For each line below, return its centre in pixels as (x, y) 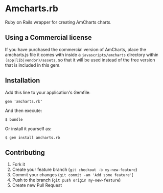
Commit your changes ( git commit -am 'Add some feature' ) (73, 175)
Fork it (19, 165)
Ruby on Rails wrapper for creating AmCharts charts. (58, 22)
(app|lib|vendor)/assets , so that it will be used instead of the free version (80, 60)
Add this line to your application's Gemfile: (48, 92)
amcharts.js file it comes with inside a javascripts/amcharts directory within (82, 55)
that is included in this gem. (33, 65)
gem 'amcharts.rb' (24, 101)
